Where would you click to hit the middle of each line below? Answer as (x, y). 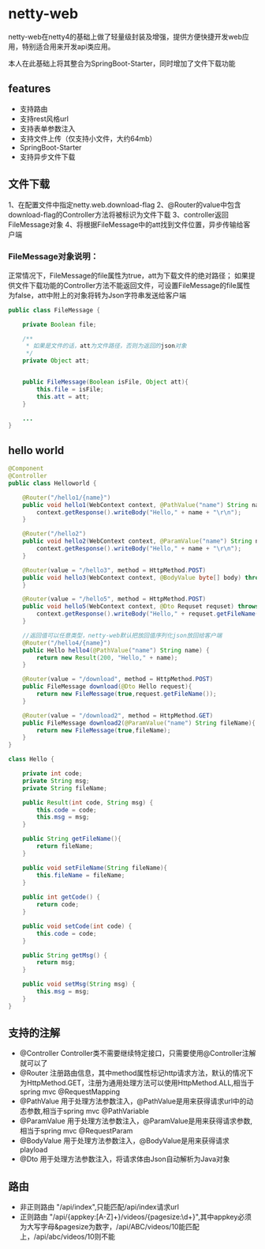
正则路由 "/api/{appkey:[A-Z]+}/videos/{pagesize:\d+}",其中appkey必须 (136, 1217)
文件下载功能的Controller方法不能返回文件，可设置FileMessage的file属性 (132, 285)
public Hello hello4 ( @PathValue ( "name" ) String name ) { (116, 650)
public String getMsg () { (65, 955)
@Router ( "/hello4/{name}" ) (67, 643)
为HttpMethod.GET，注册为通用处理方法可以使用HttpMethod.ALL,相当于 (137, 1083)
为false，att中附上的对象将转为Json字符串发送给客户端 (97, 295)
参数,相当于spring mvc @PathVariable (88, 1111)
